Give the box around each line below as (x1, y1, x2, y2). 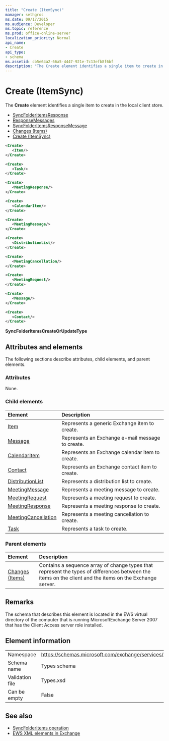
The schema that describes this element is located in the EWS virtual (5, 611, 148, 617)
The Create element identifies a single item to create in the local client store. (5, 102, 163, 109)
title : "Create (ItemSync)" (5, 7, 64, 13)
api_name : (5, 40, 26, 45)
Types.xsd (41, 677, 66, 684)
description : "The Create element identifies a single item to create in (5, 64, 163, 69)
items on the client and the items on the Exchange (39, 574, 157, 581)
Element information (5, 637, 71, 645)
